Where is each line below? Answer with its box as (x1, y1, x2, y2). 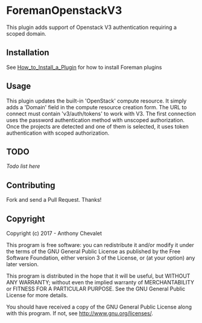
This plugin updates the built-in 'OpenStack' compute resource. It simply (6, 97, 187, 104)
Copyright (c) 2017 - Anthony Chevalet (6, 230, 103, 237)
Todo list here (6, 162, 40, 170)
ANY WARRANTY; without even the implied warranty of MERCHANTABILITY (6, 279, 195, 286)
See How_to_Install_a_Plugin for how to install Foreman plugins (6, 63, 162, 71)
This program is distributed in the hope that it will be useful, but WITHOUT (6, 272, 191, 280)
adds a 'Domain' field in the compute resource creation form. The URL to (6, 103, 187, 110)
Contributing (6, 180, 55, 190)
